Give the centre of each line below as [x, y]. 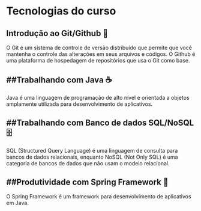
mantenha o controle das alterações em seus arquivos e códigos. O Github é [101, 54]
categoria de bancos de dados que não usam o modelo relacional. [88, 163]
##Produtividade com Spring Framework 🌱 [87, 182]
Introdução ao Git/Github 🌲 [57, 33]
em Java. [17, 203]
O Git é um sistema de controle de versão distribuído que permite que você [99, 47]
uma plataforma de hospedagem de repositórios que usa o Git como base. [98, 60]
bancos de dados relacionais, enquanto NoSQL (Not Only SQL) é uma [92, 157]
